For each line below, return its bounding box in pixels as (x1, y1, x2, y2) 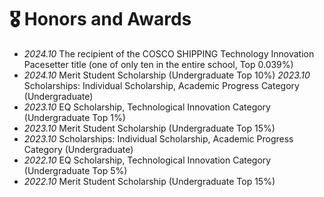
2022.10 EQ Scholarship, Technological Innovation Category (23, 154, 272, 166)
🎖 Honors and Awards (9, 8, 192, 31)
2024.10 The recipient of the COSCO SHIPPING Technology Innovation (23, 47, 315, 60)
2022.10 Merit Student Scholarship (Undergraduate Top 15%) (23, 175, 276, 187)
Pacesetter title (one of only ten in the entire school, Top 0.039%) (23, 58, 294, 70)
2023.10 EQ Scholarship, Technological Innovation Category (23, 101, 271, 113)
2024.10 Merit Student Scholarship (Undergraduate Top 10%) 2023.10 (23, 69, 311, 81)
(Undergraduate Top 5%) (23, 164, 128, 176)
